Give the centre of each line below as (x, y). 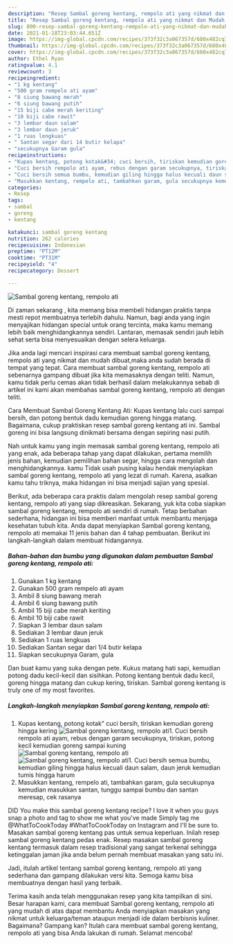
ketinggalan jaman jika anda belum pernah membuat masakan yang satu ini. (116, 854)
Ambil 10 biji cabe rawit (51, 618)
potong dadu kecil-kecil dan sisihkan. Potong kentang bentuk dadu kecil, (111, 675)
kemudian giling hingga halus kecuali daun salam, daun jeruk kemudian (119, 767)
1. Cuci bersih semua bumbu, (170, 760)
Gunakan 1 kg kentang (49, 581)
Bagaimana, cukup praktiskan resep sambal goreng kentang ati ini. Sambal (114, 425)
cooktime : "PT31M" (34, 258)
